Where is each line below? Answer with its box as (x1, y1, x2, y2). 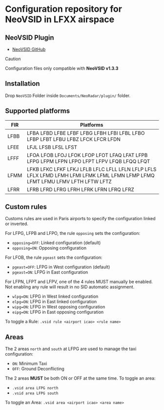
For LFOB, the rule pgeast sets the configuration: (5, 255, 102, 260)
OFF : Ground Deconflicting (12, 366, 64, 372)
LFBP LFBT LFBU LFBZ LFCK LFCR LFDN (26, 136, 121, 143)
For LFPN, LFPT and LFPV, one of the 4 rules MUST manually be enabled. (5, 279, 153, 285)
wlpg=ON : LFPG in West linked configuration (12, 293, 99, 300)
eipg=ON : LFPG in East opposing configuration (12, 309, 104, 315)
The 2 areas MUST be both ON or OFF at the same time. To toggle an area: (5, 375, 156, 381)
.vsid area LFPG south (12, 391, 59, 396)
